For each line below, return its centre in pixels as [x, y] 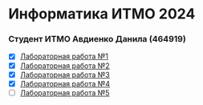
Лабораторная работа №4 [65, 83]
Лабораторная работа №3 [65, 75]
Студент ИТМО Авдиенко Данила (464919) [97, 39]
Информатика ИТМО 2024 [102, 14]
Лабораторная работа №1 [64, 56]
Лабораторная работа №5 [65, 92]
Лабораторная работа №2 [65, 66]
